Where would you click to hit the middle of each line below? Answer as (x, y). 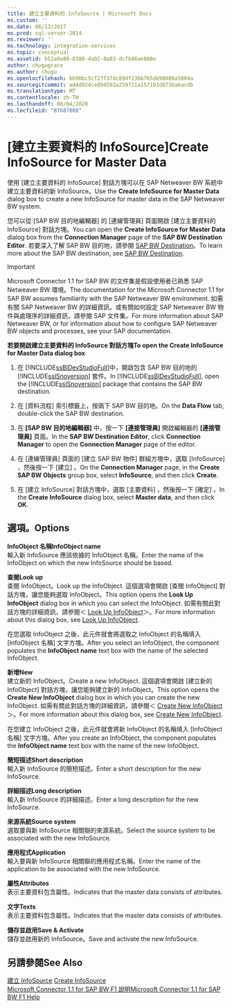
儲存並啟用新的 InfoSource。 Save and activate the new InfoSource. (103, 939)
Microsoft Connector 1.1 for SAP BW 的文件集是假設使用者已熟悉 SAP (105, 281)
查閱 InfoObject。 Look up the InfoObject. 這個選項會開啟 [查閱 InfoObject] (113, 586)
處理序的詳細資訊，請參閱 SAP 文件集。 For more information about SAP (121, 315)
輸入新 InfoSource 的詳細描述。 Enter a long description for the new (103, 799)
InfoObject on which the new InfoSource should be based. (90, 563)
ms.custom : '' (28, 20)
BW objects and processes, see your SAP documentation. (90, 331)
